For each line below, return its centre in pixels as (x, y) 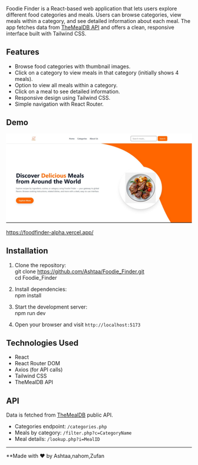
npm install (28, 295)
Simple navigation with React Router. (59, 104)
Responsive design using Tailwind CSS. (62, 97)
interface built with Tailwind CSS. (46, 34)
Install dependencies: (41, 289)
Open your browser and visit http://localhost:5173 (77, 325)
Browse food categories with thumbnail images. (72, 66)
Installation (27, 251)
